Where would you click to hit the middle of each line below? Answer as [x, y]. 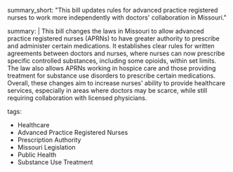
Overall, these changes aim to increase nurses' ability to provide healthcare [116, 83]
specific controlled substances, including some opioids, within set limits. [112, 61]
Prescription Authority [49, 140]
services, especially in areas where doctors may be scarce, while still [107, 91]
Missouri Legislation [46, 147]
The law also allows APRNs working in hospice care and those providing [112, 68]
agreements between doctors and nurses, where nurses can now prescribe [116, 53]
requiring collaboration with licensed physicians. [77, 98]
